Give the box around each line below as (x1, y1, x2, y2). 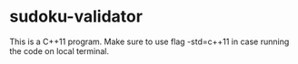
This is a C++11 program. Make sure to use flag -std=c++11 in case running (9, 36, 290, 47)
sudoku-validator (9, 6, 144, 27)
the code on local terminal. (9, 45, 110, 56)
